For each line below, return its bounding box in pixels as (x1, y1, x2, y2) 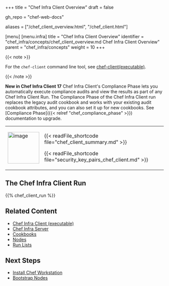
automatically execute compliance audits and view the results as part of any (5, 89, 162, 95)
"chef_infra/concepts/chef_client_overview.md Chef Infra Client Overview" (5, 39, 160, 45)
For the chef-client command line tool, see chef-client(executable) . (5, 64, 146, 69)
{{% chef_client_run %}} (5, 192, 56, 198)
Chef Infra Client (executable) (12, 220, 74, 226)
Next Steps (5, 256, 41, 265)
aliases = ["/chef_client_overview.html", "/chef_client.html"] (5, 24, 128, 30)
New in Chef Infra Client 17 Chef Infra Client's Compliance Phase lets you (5, 83, 158, 89)
